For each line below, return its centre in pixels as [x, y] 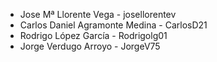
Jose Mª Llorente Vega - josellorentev [98, 14]
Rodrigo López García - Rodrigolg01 [93, 35]
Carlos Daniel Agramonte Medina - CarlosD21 [113, 25]
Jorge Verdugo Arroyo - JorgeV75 [90, 46]
